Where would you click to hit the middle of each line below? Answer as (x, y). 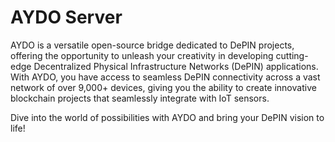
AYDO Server (66, 17)
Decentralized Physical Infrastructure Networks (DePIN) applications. (176, 66)
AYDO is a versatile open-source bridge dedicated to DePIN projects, (152, 45)
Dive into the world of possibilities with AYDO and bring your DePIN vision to (167, 117)
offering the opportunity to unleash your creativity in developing (142, 55)
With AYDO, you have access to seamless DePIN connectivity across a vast (165, 77)
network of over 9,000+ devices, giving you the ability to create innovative (163, 87)
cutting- (292, 55)
